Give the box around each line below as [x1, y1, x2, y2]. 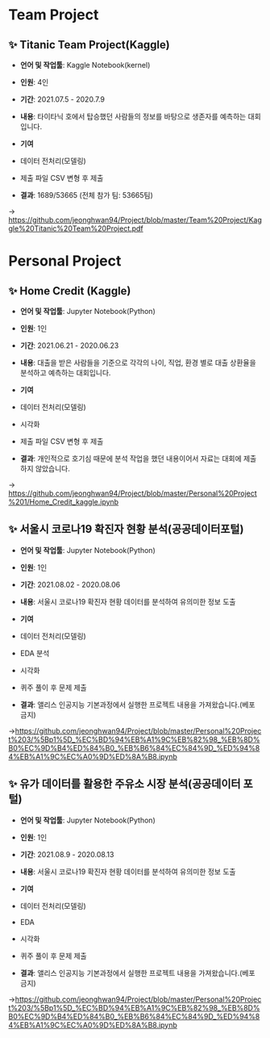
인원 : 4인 [19, 77, 49, 86]
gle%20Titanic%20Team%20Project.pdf [8, 224, 143, 233]
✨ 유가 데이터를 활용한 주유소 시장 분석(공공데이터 [8, 777, 241, 791]
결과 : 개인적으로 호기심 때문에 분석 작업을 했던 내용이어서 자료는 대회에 [19, 454, 242, 463]
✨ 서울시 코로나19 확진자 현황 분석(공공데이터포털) [8, 522, 244, 536]
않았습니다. [35, 464, 70, 473]
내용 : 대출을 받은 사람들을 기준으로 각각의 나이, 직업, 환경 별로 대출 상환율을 [19, 358, 256, 367]
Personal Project [8, 252, 122, 270]
